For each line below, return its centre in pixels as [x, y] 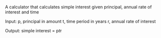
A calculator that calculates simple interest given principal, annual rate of [79, 7]
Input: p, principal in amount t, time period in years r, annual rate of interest [80, 21]
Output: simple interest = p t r [34, 31]
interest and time [22, 12]
